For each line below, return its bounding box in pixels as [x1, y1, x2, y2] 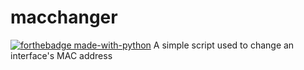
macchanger [10, 6, 118, 29]
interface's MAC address [10, 49, 113, 61]
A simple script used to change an [153, 39, 295, 51]
